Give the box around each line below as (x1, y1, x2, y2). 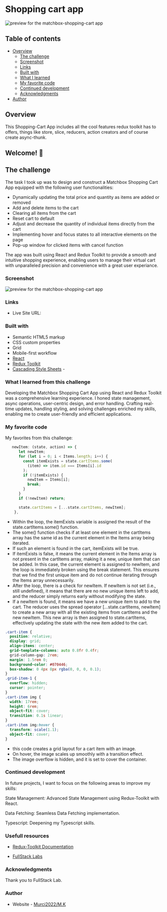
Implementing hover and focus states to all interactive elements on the (12, 231, 157, 237)
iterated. (12, 540, 30, 546)
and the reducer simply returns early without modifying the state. (12, 593, 147, 599)
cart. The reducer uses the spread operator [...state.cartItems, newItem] (12, 603, 161, 610)
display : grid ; (9, 639, 41, 644)
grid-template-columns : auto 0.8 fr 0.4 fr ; (9, 648, 99, 653)
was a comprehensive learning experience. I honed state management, (5, 395, 151, 401)
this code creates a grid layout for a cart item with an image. (12, 745, 136, 752)
